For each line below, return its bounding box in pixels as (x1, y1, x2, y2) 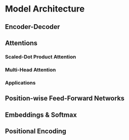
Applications (5, 79, 36, 86)
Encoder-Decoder (5, 23, 60, 31)
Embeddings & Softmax (5, 111, 77, 119)
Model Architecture (5, 3, 85, 14)
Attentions (5, 39, 38, 47)
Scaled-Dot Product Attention (5, 53, 76, 60)
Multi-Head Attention (5, 66, 56, 73)
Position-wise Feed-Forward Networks (5, 94, 125, 102)
